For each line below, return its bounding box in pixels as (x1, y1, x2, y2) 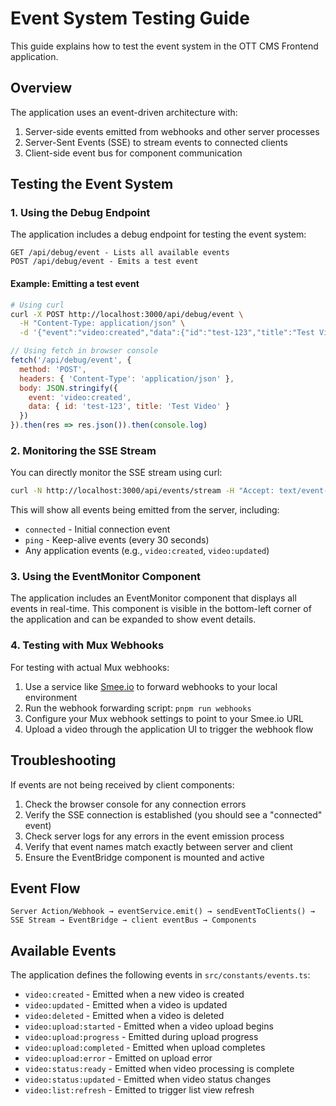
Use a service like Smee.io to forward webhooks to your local (24, 680, 278, 692)
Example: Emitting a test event (10, 278, 140, 290)
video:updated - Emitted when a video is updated (24, 999, 228, 1011)
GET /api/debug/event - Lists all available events (10, 248, 230, 258)
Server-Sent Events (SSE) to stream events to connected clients (24, 136, 288, 148)
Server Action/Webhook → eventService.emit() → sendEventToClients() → (10, 907, 315, 917)
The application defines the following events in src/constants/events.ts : (10, 969, 311, 981)
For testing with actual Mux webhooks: (10, 661, 170, 673)
